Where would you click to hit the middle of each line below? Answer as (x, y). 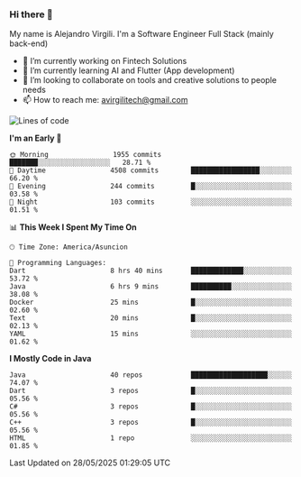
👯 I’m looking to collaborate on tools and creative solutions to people (150, 80)
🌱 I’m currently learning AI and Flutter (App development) (128, 70)
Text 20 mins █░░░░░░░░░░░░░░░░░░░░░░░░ (151, 318)
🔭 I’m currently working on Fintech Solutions (105, 61)
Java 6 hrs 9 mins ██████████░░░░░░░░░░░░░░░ (151, 287)
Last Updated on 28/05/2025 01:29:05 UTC (90, 463)
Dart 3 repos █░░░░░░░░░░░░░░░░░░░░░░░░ (151, 391)
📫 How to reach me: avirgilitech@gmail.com (105, 100)
